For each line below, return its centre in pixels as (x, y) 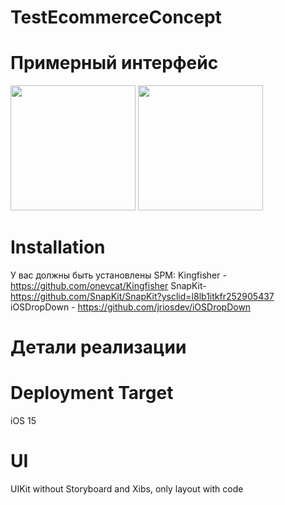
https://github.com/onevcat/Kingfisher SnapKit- (108, 286)
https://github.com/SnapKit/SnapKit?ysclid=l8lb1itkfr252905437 (142, 297)
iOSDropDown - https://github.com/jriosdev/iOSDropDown (131, 307)
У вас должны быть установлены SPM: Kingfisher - (118, 275)
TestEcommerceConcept (116, 17)
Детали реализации (98, 347)
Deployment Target (92, 393)
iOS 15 (23, 421)
